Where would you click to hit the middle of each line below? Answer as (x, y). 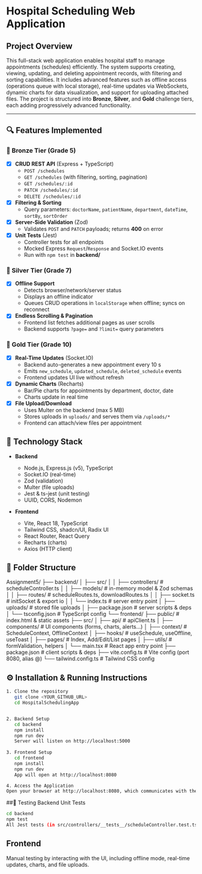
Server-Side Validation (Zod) (51, 222)
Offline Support (35, 283)
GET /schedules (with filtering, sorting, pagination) (86, 177)
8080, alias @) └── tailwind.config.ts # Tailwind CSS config (81, 659)
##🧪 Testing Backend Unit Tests (46, 803)
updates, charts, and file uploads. (48, 864)
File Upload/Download (43, 403)
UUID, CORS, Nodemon (53, 500)
